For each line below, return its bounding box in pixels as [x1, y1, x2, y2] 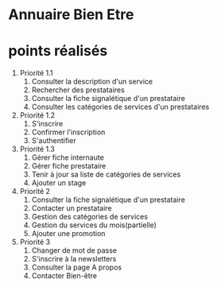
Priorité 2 [19, 187, 50, 196]
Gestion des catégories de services [31, 212, 149, 222]
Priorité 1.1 [19, 68, 53, 78]
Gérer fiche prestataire [31, 161, 107, 171]
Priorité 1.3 [19, 145, 56, 154]
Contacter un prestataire [31, 204, 113, 213]
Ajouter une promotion [31, 229, 106, 239]
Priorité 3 [19, 237, 50, 247]
